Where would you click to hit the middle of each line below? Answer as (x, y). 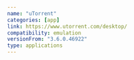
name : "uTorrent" (32, 13)
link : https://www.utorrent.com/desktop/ (67, 26)
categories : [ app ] (33, 20)
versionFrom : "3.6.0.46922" (47, 39)
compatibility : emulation (44, 33)
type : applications (35, 46)
